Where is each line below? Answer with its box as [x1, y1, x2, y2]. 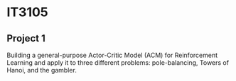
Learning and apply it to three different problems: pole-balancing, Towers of [6, 58, 229, 67]
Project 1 [6, 32, 45, 44]
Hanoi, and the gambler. [6, 66, 77, 74]
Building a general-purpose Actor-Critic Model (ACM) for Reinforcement [6, 51, 218, 59]
